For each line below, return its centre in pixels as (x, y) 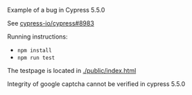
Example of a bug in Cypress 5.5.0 (56, 10)
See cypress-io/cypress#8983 (51, 23)
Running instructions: (37, 36)
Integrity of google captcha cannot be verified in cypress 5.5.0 (96, 84)
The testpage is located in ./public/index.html (72, 71)
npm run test (36, 58)
